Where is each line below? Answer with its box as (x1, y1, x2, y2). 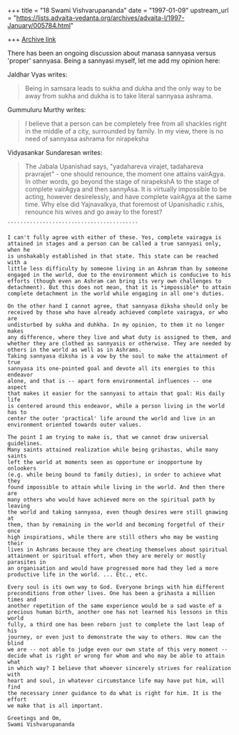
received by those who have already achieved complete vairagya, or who (7, 309, 228, 316)
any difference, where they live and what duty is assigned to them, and (7, 334, 232, 341)
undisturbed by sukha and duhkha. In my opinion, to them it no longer (7, 321, 225, 328)
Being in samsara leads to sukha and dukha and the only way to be (24, 84, 222, 92)
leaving (7, 502, 31, 510)
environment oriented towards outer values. (7, 421, 142, 428)
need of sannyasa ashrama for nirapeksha (24, 135, 149, 143)
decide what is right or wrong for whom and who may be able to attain (7, 652, 225, 659)
